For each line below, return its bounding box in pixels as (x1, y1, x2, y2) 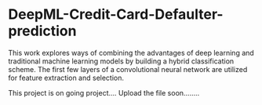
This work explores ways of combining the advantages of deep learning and (8, 48, 255, 57)
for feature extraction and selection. (8, 73, 124, 82)
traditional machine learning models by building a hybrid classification (8, 56, 235, 66)
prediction (8, 22, 77, 40)
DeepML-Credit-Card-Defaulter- (8, 5, 224, 24)
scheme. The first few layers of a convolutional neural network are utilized (8, 64, 248, 74)
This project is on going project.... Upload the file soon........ (8, 88, 200, 97)
